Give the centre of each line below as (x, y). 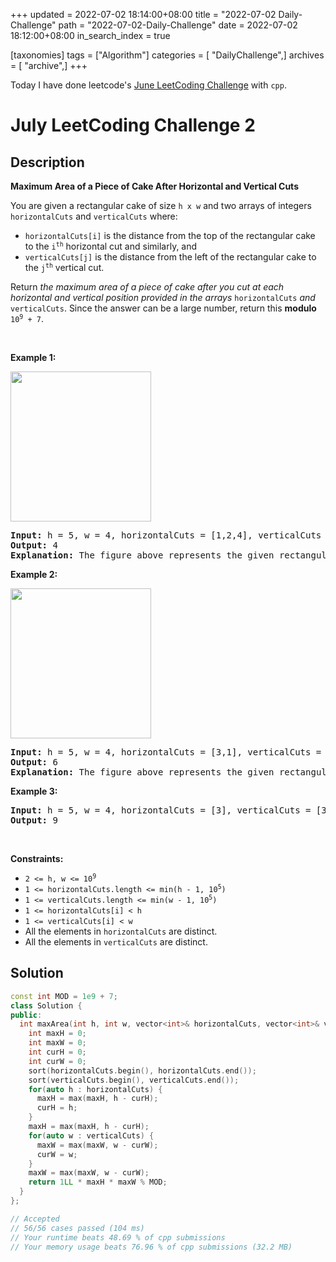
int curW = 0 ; (57, 1061)
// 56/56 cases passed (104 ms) (77, 1228)
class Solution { (46, 1005)
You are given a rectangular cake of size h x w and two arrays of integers (161, 205)
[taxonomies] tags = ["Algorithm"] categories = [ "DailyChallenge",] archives (167, 55)
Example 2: (34, 574)
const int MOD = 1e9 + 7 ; (64, 996)
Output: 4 (34, 545)
